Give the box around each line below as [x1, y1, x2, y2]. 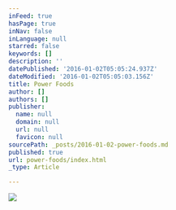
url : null [15, 125, 49, 133]
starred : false [8, 42, 60, 50]
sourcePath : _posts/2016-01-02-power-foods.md [8, 140, 169, 149]
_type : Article [8, 164, 60, 172]
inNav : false [8, 27, 53, 35]
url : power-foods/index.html [8, 155, 107, 164]
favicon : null [15, 133, 63, 141]
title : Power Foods [8, 80, 75, 88]
